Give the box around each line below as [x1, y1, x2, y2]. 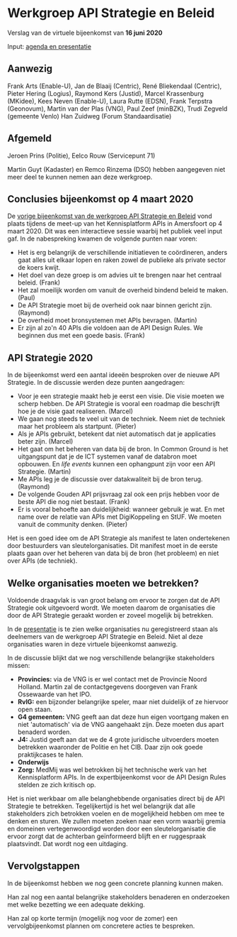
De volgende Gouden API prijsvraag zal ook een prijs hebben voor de [17, 490, 220, 498]
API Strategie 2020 [7, 351, 93, 363]
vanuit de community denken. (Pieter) [17, 520, 128, 529]
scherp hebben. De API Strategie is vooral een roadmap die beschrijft [17, 400, 221, 408]
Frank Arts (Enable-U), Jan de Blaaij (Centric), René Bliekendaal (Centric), [7, 82, 222, 90]
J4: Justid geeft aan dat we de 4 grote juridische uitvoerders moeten [17, 735, 219, 743]
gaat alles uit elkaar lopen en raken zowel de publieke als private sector [17, 256, 226, 264]
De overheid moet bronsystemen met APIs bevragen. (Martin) [17, 316, 197, 324]
